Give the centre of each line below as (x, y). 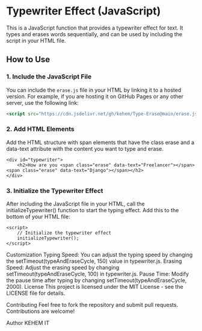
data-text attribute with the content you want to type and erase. (85, 148)
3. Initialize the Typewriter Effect (55, 191)
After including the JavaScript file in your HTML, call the (76, 204)
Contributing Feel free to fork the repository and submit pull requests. (92, 305)
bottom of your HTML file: (38, 217)
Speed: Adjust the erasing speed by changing (63, 268)
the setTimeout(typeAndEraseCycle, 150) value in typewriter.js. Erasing (94, 261)
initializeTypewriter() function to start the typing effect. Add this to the (93, 210)
